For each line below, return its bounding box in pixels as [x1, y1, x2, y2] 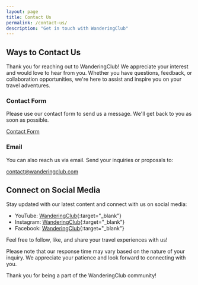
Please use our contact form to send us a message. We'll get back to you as [6, 110, 192, 118]
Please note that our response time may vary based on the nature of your [6, 248, 186, 255]
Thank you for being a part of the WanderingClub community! [6, 272, 157, 279]
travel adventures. [6, 82, 50, 89]
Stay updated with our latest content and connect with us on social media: [6, 201, 187, 208]
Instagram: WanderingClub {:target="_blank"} [14, 218, 125, 226]
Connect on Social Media [6, 185, 101, 195]
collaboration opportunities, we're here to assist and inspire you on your [6, 75, 182, 83]
